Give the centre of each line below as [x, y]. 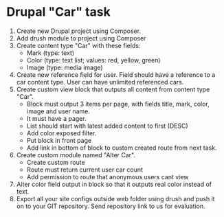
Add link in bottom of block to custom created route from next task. [122, 148]
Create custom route [56, 162]
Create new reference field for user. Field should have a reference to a [116, 75]
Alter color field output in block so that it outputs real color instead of [114, 184]
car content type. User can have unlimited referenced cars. [100, 82]
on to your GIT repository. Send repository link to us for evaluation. [111, 206]
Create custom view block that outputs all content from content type [113, 89]
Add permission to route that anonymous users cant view [108, 176]
